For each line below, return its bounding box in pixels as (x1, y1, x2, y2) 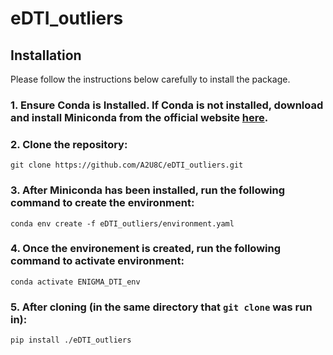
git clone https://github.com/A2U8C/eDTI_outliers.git (10, 160, 244, 171)
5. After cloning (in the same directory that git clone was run (10, 300, 313, 314)
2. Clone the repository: (10, 137, 128, 151)
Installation (10, 47, 82, 64)
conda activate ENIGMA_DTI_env (10, 277, 141, 287)
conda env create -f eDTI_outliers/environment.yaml (10, 218, 235, 229)
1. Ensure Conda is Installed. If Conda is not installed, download (10, 98, 324, 112)
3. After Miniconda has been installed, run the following (10, 183, 286, 197)
